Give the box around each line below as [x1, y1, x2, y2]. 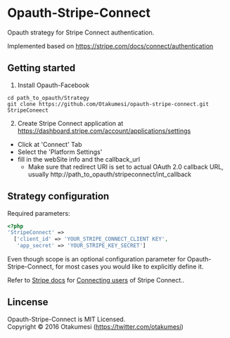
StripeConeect [7, 107, 49, 114]
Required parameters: [7, 209, 70, 217]
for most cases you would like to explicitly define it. [55, 262, 204, 271]
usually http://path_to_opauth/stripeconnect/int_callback [27, 170, 192, 178]
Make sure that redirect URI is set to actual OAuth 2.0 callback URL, [27, 162, 224, 171]
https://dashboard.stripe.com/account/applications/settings [17, 126, 191, 135]
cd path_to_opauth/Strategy [7, 94, 90, 101]
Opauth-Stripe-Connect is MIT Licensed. [7, 315, 126, 323]
